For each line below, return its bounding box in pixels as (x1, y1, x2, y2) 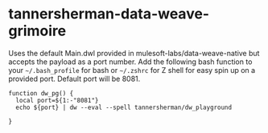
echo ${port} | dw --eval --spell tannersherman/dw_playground (15, 103, 232, 111)
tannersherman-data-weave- (8, 5, 210, 23)
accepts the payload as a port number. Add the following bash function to (8, 57, 253, 66)
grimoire (8, 22, 67, 40)
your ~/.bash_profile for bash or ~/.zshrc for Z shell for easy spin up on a (8, 65, 256, 75)
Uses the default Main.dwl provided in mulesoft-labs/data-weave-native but (8, 48, 260, 58)
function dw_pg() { (8, 89, 74, 97)
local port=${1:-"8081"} (15, 96, 99, 104)
